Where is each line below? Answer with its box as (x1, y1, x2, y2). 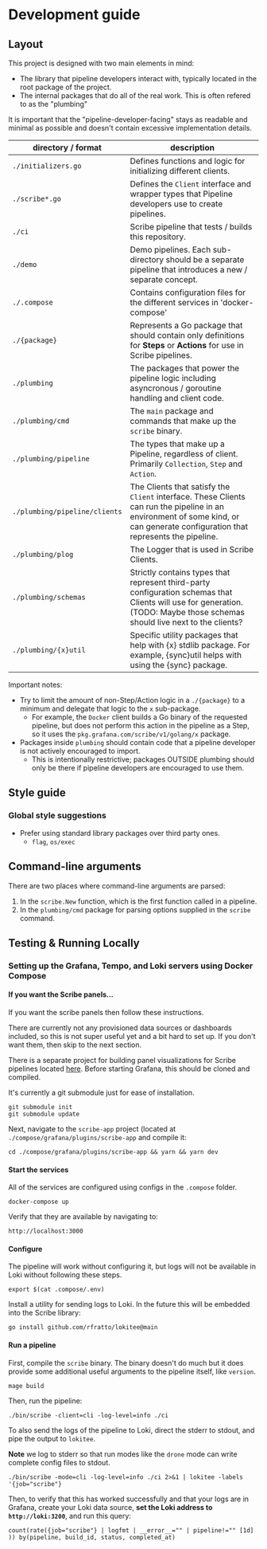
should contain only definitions (130, 330, 245, 340)
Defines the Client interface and (130, 178, 252, 189)
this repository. (130, 231, 187, 242)
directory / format (33, 142, 102, 153)
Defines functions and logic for (130, 155, 246, 167)
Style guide (8, 786, 66, 800)
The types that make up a (130, 438, 225, 449)
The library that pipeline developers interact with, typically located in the (19, 74, 257, 83)
